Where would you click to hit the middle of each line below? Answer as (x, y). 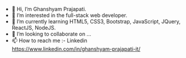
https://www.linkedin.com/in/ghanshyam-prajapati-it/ (76, 49)
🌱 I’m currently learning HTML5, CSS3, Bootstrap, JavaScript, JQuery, (96, 21)
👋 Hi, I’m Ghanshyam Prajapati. (49, 9)
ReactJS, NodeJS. (33, 28)
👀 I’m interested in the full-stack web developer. (70, 15)
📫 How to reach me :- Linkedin (50, 40)
